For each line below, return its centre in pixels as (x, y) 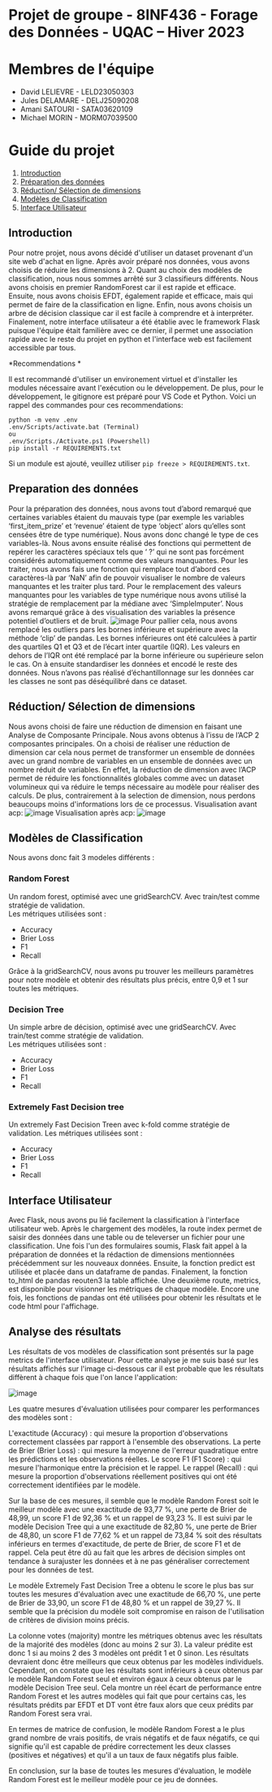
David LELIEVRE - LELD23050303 (77, 92)
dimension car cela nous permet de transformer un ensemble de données (132, 752)
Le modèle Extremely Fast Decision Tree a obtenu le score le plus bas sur (131, 1585)
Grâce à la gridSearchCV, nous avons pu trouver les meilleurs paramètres (131, 971)
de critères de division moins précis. (69, 1620)
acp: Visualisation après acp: (72, 812)
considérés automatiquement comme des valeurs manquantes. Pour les (129, 560)
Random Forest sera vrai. (50, 1713)
